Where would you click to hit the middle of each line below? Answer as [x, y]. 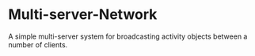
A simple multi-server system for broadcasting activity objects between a [128, 36]
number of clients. [38, 44]
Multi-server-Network [83, 15]
